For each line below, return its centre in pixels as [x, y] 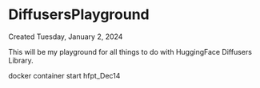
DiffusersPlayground [79, 15]
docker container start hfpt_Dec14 [64, 75]
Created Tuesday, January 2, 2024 [66, 36]
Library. [21, 60]
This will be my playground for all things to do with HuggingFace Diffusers [130, 52]
